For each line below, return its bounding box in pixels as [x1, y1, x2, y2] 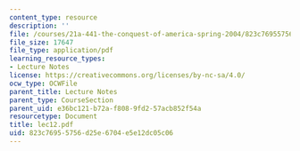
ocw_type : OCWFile [9, 79, 78, 88]
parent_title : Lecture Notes [9, 87, 118, 96]
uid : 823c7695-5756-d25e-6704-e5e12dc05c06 [9, 129, 174, 138]
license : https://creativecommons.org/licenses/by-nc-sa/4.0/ [9, 71, 246, 80]
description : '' [9, 21, 70, 30]
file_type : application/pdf [9, 46, 114, 55]
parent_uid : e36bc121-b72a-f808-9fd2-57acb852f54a [9, 104, 202, 113]
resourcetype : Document [9, 112, 98, 121]
